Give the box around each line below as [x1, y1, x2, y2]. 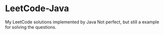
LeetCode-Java [5, 3, 70, 14]
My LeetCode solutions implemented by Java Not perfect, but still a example [5, 19, 160, 25]
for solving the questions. [5, 24, 57, 30]
